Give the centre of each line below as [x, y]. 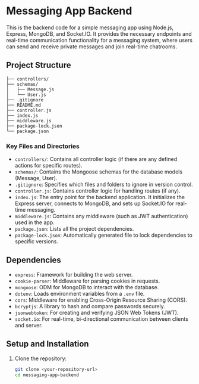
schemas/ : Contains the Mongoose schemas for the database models [99, 172]
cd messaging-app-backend [47, 375]
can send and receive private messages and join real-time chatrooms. [91, 47]
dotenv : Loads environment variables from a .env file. [80, 293]
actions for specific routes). [48, 166]
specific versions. [36, 241]
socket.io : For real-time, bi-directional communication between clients [102, 319]
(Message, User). [36, 178]
